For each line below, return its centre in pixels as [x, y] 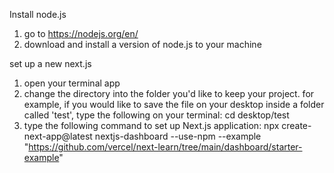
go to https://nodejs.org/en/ [81, 33]
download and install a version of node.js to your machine [142, 44]
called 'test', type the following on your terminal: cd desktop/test [156, 115]
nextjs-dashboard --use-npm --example [178, 136]
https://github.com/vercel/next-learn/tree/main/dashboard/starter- [165, 147]
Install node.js [38, 14]
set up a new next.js [50, 63]
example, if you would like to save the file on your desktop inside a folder [174, 104]
